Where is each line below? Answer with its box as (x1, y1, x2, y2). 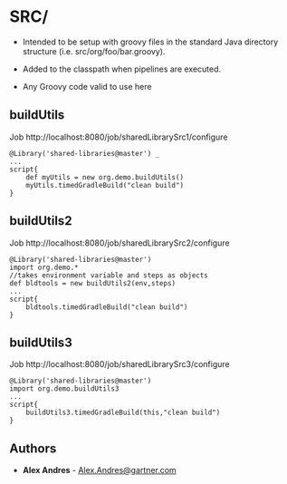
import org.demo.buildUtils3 (9, 384, 120, 393)
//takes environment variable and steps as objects (9, 270, 208, 280)
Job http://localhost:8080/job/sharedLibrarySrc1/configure (9, 131, 228, 142)
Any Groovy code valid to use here (22, 81, 152, 92)
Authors (9, 440, 57, 456)
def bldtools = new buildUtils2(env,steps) (9, 278, 177, 287)
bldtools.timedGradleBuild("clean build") (25, 302, 188, 312)
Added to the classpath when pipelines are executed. (22, 63, 222, 74)
